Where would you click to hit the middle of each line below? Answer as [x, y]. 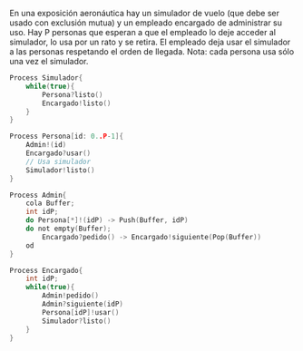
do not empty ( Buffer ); [68, 229]
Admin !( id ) [46, 145]
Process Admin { [38, 195]
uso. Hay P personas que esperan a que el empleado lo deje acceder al [143, 32]
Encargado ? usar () [59, 153]
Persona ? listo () [73, 94]
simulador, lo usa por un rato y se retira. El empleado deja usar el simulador [150, 42]
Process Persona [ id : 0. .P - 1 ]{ [67, 136]
